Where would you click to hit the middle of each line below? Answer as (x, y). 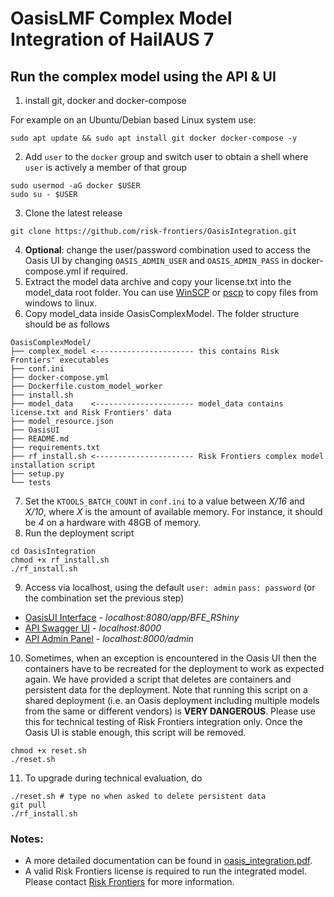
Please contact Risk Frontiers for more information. (129, 882)
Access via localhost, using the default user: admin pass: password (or (170, 587)
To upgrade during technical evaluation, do (113, 778)
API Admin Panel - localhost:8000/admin (109, 638)
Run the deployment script (79, 533)
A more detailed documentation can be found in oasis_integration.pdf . (168, 861)
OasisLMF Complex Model (121, 18)
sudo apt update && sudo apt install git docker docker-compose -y (154, 138)
